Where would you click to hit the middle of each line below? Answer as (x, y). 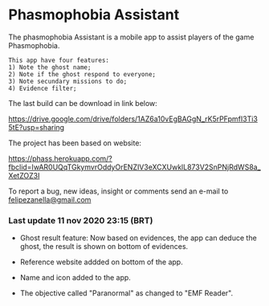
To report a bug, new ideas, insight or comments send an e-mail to (118, 191)
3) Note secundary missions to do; (68, 81)
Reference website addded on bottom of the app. (101, 262)
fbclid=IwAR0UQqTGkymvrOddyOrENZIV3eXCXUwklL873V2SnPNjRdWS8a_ (134, 167)
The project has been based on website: (75, 143)
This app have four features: (59, 60)
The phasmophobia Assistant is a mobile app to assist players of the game (131, 37)
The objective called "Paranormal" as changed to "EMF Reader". (126, 293)
